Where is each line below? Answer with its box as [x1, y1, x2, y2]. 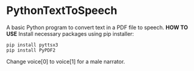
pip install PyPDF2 [6, 47, 56, 53]
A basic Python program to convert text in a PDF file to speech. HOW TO [6, 24, 189, 31]
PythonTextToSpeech [6, 4, 117, 18]
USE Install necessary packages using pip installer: [6, 30, 134, 37]
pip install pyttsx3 [6, 42, 59, 48]
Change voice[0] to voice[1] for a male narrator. [6, 58, 125, 65]
